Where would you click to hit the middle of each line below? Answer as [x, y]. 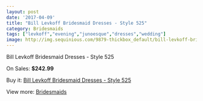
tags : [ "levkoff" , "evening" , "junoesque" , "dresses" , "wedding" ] [86, 34]
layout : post [23, 12]
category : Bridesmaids [35, 29]
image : [14, 40]
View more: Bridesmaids [37, 92]
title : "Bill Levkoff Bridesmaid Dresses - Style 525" [77, 23]
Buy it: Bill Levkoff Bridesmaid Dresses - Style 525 [69, 80]
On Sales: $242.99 [30, 69]
